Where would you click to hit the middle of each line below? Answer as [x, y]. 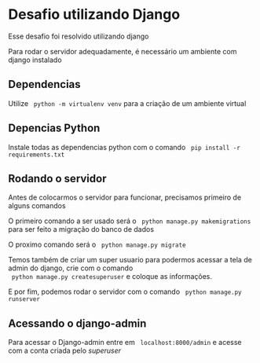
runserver [24, 299]
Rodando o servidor [57, 178]
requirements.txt [37, 155]
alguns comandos [37, 206]
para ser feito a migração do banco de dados [81, 229]
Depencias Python [54, 128]
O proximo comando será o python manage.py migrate [97, 244]
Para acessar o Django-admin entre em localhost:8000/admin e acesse [125, 343]
